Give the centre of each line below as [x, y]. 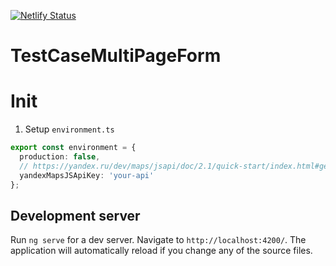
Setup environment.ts [69, 129]
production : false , [60, 157]
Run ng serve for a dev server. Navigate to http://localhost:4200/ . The [158, 240]
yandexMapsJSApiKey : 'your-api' [87, 175]
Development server [75, 215]
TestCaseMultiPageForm [116, 56]
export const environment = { [73, 148]
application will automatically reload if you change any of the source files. [161, 251]
